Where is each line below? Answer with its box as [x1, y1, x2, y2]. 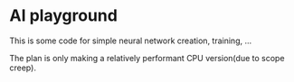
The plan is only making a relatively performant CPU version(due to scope [9, 52, 285, 63]
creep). [9, 62, 36, 73]
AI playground [9, 5, 118, 26]
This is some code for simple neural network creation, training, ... [9, 35, 252, 46]
